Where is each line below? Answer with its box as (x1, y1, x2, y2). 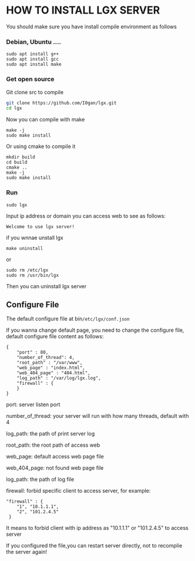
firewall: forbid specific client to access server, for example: (6, 487, 151, 494)
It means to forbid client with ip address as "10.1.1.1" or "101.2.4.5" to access (6, 524, 189, 532)
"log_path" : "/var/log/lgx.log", (16, 375, 101, 381)
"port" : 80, (16, 349, 49, 355)
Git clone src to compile (6, 88, 63, 95)
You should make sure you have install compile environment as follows (6, 23, 177, 30)
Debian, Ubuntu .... (6, 38, 62, 46)
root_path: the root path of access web (6, 441, 100, 448)
